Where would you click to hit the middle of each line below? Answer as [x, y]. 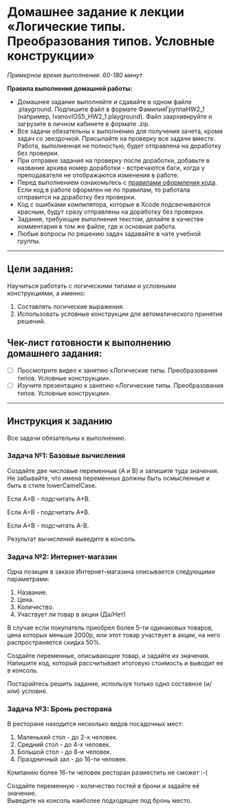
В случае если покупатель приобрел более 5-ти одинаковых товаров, [110, 628]
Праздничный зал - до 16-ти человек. [72, 759]
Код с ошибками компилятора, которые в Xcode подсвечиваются [114, 204]
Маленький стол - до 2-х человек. [67, 737]
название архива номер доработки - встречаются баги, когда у [111, 168]
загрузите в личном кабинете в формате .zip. [84, 123]
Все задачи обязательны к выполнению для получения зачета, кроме [120, 131]
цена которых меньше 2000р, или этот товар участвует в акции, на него [114, 635]
